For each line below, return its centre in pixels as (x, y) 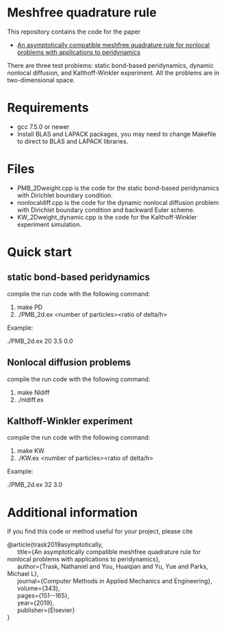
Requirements (48, 108)
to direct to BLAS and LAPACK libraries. (73, 141)
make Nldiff (33, 392)
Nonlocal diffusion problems (69, 362)
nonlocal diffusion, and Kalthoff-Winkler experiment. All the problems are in (113, 73)
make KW (30, 451)
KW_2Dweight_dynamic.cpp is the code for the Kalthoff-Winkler (107, 217)
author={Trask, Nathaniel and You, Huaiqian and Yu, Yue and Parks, (113, 566)
